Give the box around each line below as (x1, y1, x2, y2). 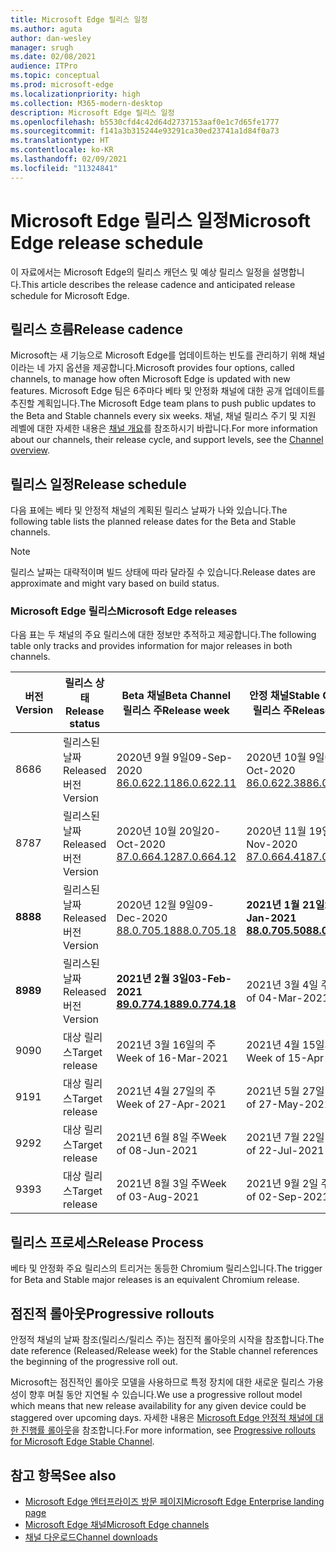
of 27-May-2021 (246, 1097, 332, 1111)
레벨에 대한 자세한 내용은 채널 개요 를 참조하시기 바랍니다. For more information (10, 422, 318, 435)
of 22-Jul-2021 (246, 1144, 325, 1158)
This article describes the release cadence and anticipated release (20, 278, 296, 290)
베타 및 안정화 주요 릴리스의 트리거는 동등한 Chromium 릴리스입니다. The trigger (10, 1262, 323, 1275)
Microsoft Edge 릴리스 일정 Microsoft (10, 209, 312, 232)
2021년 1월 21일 (246, 898, 325, 912)
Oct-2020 (116, 837, 166, 851)
